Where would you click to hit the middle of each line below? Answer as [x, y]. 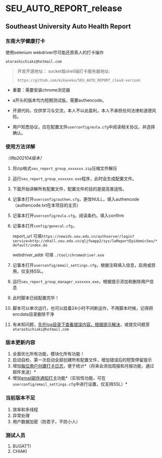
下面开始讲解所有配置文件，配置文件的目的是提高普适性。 [69, 189]
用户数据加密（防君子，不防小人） [46, 421]
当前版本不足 [20, 398]
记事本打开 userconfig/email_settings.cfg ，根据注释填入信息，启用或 [82, 265]
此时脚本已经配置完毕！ [36, 298]
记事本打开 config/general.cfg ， [45, 226]
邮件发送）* [24, 372]
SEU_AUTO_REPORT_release [64, 8]
